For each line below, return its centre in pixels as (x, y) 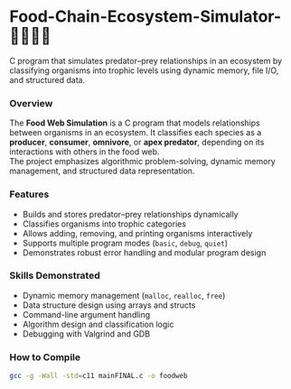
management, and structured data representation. (102, 171)
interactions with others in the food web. (84, 152)
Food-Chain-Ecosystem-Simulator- (145, 17)
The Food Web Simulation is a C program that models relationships (135, 123)
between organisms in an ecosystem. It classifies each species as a (136, 133)
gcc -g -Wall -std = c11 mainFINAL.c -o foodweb (99, 376)
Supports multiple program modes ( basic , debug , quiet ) (125, 243)
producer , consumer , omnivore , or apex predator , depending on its (137, 143)
